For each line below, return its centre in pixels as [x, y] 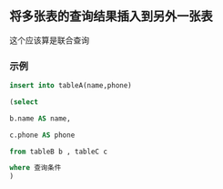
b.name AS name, [40, 118]
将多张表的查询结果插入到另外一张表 [111, 16]
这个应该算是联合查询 [49, 40]
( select [24, 102]
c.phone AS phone [42, 135]
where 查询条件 [35, 168]
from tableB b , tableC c [58, 152]
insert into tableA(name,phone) [71, 86]
